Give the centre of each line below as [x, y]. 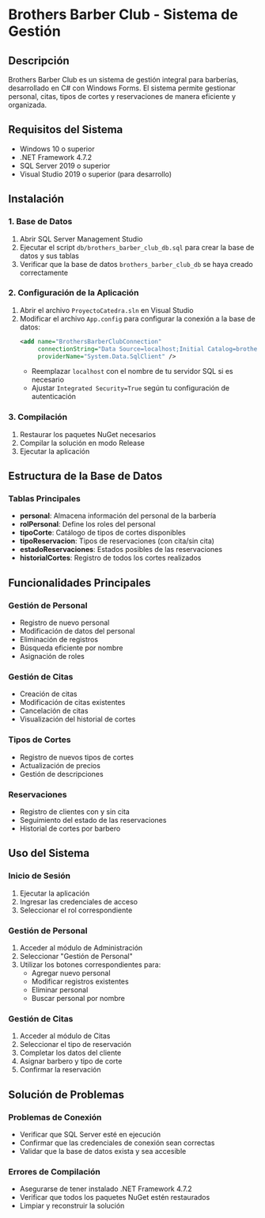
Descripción [39, 61]
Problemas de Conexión [55, 1117]
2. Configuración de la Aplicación [74, 293]
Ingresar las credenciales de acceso [79, 901]
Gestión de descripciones [62, 774]
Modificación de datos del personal [78, 631]
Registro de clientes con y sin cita [75, 811]
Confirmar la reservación [60, 1070]
